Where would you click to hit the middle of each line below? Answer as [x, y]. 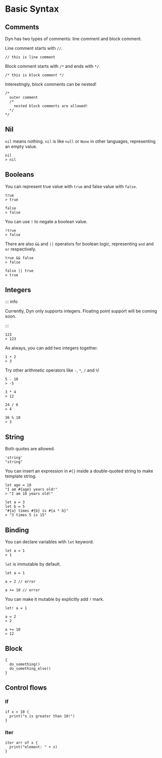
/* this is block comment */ [35, 75]
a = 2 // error [20, 582]
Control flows [26, 688]
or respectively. [21, 249]
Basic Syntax [32, 9]
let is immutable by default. [33, 564]
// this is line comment [30, 57]
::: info [11, 302]
